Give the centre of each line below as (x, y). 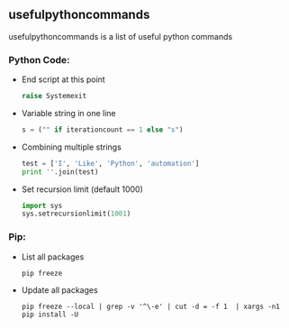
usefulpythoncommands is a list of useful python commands (121, 36)
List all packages (53, 257)
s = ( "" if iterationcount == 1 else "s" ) (102, 130)
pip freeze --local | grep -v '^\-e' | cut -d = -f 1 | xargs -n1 (150, 306)
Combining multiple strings (72, 147)
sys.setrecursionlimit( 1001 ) (76, 214)
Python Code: (39, 59)
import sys (42, 205)
